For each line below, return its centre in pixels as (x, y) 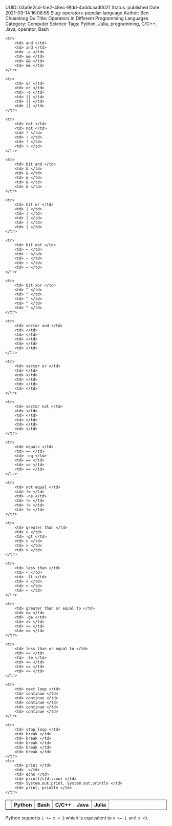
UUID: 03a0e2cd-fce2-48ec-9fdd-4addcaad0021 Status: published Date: (83, 7)
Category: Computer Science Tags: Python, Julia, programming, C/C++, (81, 24)
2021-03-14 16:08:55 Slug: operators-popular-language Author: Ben (77, 13)
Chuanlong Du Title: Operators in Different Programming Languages (77, 18)
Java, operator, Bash (27, 29)
